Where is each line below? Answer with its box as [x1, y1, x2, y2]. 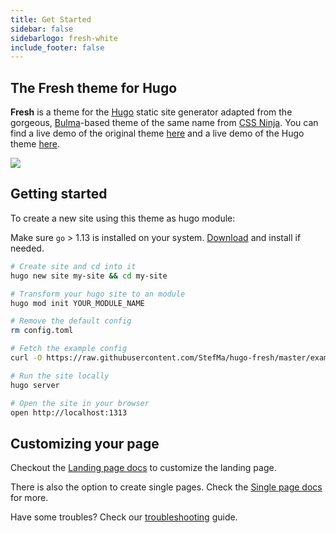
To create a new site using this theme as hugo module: [10, 212, 236, 224]
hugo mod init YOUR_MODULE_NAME [10, 298, 145, 308]
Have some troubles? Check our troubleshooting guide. [10, 511, 238, 523]
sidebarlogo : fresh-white [10, 33, 118, 43]
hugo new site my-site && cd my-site [10, 271, 168, 281]
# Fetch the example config [10, 344, 128, 354]
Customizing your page [10, 435, 160, 452]
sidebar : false [10, 24, 74, 34]
